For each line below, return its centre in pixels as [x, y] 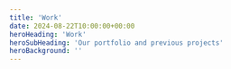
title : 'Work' [36, 17]
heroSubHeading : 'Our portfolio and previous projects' [116, 43]
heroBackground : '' [46, 51]
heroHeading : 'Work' [48, 34]
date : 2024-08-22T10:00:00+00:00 [72, 26]
